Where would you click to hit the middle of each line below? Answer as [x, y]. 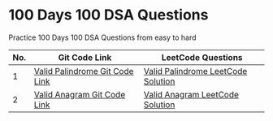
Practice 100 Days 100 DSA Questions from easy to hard [102, 37]
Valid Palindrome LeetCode [195, 71]
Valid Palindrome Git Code [84, 71]
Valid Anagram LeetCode [191, 94]
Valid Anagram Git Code [80, 94]
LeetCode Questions [202, 57]
